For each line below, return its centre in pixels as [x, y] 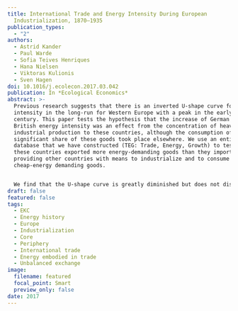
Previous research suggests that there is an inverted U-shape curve [118, 106]
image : [17, 270]
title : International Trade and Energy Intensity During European [107, 14]
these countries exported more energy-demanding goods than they [112, 152]
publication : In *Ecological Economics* [68, 93]
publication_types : [36, 27]
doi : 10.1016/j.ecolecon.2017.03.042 [63, 86]
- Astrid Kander [38, 47]
